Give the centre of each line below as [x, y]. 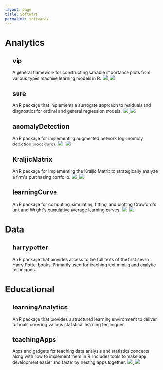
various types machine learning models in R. [56, 78]
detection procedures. [34, 144]
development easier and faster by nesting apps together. [69, 362]
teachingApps [34, 340]
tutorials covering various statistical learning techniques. [69, 324]
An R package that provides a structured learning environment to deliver [84, 319]
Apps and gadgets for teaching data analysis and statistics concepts [81, 351]
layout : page [18, 10]
